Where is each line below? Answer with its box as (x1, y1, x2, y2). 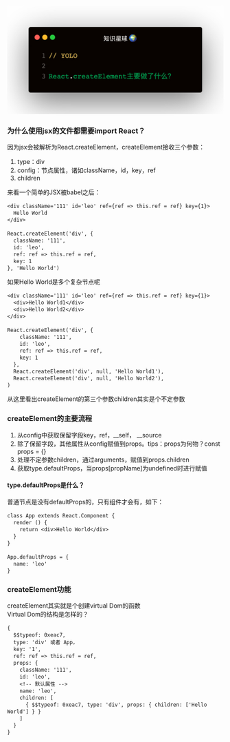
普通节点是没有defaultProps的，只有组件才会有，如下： (7, 497, 164, 506)
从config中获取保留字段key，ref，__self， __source (16, 431, 162, 439)
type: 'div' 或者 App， (13, 639, 78, 646)
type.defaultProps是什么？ (7, 481, 84, 489)
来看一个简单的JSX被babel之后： (7, 188, 101, 196)
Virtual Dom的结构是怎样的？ (7, 610, 89, 619)
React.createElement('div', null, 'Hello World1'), (13, 368, 165, 375)
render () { (13, 519, 48, 526)
